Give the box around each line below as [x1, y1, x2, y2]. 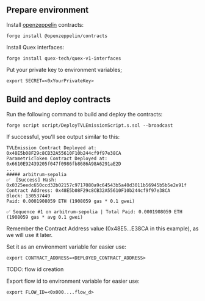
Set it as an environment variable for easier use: [6, 243, 127, 250]
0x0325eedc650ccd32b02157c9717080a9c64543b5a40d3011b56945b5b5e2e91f [6, 182, 187, 188]
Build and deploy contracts [6, 94, 111, 105]
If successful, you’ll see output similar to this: [6, 133, 120, 140]
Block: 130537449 [6, 193, 51, 199]
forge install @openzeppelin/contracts [6, 33, 108, 39]
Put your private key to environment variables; [6, 66, 123, 73]
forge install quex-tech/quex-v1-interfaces [6, 55, 121, 62]
